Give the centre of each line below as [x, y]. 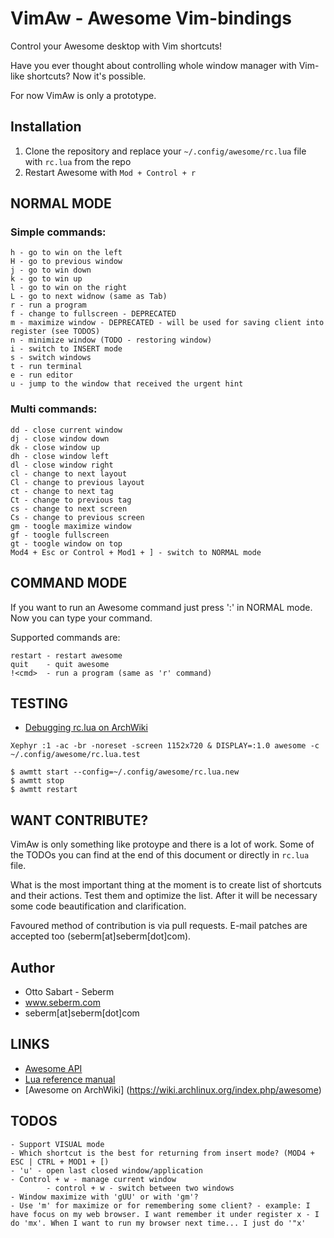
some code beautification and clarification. [98, 906]
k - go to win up [46, 279]
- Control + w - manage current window [93, 1179]
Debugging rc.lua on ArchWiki [86, 728]
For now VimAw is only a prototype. [83, 95]
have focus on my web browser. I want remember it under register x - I [165, 1214]
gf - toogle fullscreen [60, 535]
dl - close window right [62, 465]
